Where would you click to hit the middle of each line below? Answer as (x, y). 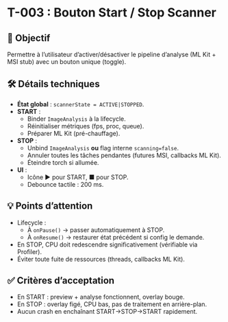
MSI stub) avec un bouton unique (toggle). (67, 62)
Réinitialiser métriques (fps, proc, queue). (86, 126)
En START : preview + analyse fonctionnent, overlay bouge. (101, 297)
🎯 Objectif (29, 38)
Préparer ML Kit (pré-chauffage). (74, 133)
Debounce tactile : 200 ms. (65, 184)
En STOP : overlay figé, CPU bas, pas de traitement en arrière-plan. (112, 304)
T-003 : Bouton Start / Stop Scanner (112, 13)
